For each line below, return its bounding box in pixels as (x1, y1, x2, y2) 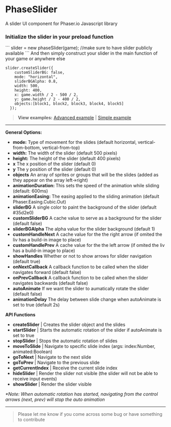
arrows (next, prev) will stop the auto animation (5, 396, 105, 403)
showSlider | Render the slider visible (12, 381, 92, 387)
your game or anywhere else (5, 56, 65, 62)
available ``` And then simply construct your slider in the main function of (5, 50, 158, 57)
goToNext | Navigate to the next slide (12, 354, 92, 360)
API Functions (5, 312, 36, 318)
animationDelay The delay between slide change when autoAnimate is (12, 296, 161, 303)
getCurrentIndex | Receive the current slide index (12, 365, 118, 371)
